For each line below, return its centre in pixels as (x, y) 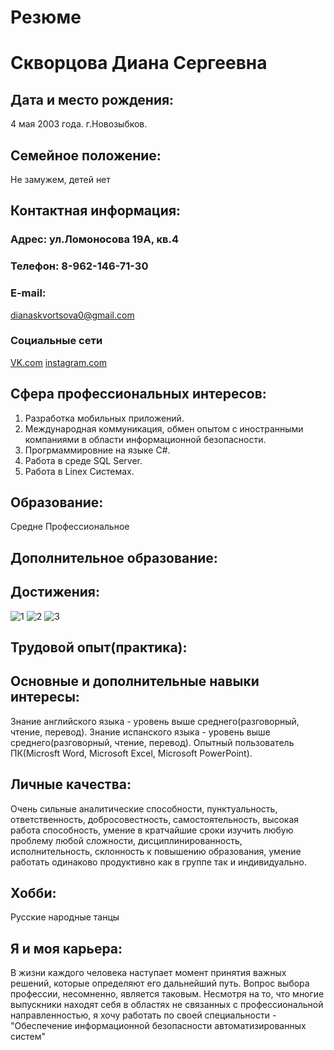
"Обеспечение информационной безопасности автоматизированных (158, 1026)
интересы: (45, 697)
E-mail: (28, 293)
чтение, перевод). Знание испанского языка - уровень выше (140, 732)
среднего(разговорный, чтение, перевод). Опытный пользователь (152, 742)
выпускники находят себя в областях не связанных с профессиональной (167, 1005)
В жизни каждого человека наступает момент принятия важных (148, 973)
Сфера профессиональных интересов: (138, 394)
